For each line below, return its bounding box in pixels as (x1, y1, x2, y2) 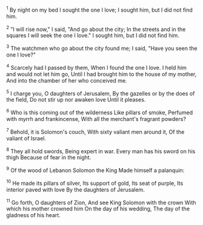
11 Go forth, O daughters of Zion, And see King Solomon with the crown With (6, 198, 196, 206)
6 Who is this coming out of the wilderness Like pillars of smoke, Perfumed (6, 108, 193, 116)
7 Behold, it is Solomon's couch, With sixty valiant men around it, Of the (6, 127, 185, 136)
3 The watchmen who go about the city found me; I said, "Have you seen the (6, 44, 198, 52)
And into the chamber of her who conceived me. (6, 77, 127, 84)
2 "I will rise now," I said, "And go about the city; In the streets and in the (6, 24, 186, 33)
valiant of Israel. (6, 134, 47, 142)
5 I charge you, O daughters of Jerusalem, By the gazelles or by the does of (6, 88, 195, 97)
